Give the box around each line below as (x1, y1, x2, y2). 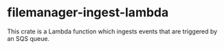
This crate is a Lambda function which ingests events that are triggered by (7, 27, 218, 35)
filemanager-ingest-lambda (7, 5, 169, 20)
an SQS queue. (7, 34, 50, 42)
